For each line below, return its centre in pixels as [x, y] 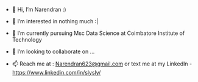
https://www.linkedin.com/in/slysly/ [56, 73]
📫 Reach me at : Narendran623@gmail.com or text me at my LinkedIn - [102, 64]
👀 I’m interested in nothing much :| [55, 21]
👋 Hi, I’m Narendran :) [39, 9]
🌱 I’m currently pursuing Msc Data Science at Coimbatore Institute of [98, 33]
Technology [27, 39]
